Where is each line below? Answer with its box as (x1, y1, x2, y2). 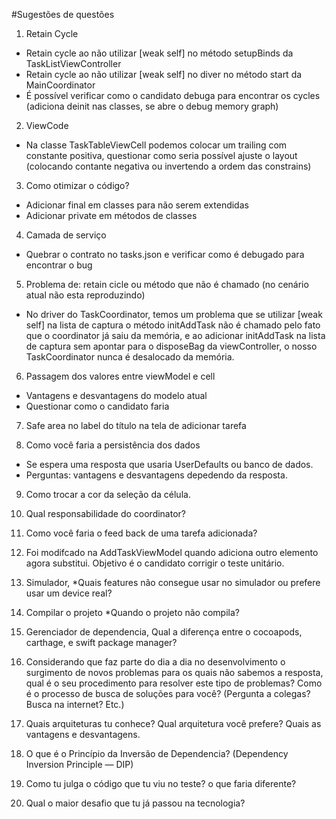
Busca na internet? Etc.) (25, 699, 125, 710)
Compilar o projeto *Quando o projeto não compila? (25, 607, 240, 618)
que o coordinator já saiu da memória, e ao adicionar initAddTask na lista (25, 330, 326, 341)
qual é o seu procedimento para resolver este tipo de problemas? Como (25, 677, 323, 689)
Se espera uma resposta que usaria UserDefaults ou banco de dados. (25, 459, 314, 470)
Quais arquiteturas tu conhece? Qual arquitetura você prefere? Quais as (25, 718, 322, 729)
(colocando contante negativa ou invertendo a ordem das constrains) (25, 160, 312, 172)
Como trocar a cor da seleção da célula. (25, 489, 191, 500)
